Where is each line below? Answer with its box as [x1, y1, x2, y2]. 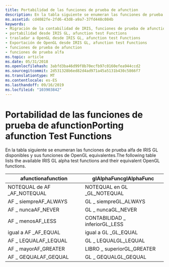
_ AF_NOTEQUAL [8, 190, 47, 197]
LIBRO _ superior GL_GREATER [84, 245, 156, 252]
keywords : [5, 21, 26, 27]
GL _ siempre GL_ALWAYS [84, 198, 146, 205]
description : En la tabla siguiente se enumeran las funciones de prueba [5, 12, 163, 17]
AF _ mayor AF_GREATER [8, 245, 65, 252]
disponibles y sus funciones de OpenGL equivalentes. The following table [5, 152, 156, 158]
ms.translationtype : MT [5, 73, 55, 78]
